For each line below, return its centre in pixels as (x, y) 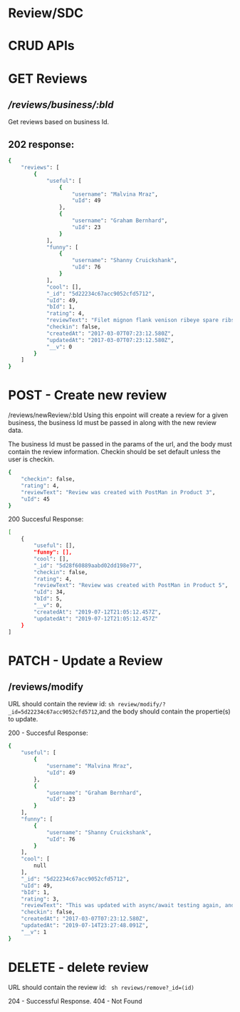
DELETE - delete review (78, 967)
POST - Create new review (88, 395)
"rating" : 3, (40, 899)
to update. (23, 719)
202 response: (41, 144)
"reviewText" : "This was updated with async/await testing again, (121, 906)
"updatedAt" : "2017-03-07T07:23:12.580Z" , (110, 340)
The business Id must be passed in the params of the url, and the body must (120, 444)
